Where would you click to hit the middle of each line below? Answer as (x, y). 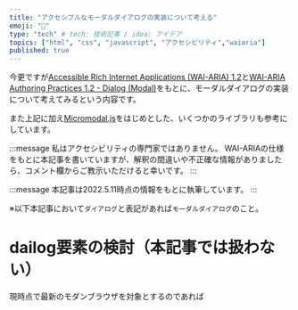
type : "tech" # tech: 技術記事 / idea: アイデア (96, 34)
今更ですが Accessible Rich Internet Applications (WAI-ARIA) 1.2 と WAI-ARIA (147, 77)
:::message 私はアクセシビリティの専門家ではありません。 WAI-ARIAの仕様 (147, 149)
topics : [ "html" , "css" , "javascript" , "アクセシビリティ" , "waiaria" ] (137, 42)
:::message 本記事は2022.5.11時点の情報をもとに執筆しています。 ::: (133, 190)
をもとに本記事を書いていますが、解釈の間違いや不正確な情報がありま (138, 159)
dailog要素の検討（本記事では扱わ (134, 248)
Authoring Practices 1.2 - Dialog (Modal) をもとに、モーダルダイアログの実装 (149, 88)
